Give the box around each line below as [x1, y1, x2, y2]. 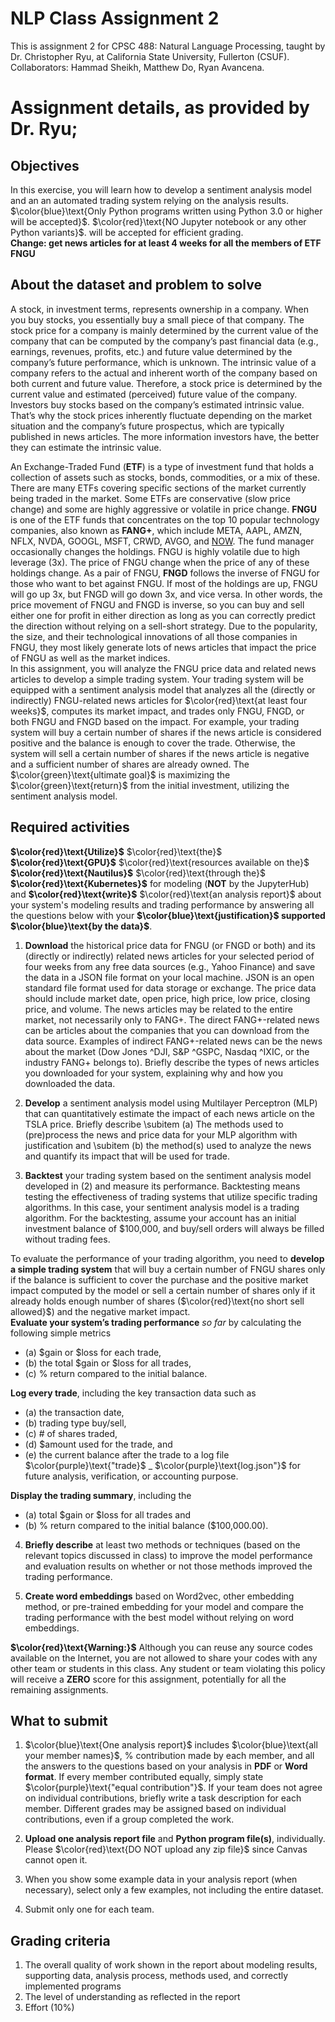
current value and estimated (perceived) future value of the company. [10, 388, 298, 400]
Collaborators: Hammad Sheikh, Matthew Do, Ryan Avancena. [10, 61, 265, 73]
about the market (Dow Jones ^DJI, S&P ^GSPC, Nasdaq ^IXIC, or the [24, 1045, 310, 1057]
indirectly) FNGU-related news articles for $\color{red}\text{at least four [10, 694, 308, 706]
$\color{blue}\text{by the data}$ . [10, 920, 153, 932]
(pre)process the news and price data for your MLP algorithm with [24, 1128, 298, 1141]
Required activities [10, 819, 130, 836]
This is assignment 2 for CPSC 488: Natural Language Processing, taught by [10, 40, 326, 52]
